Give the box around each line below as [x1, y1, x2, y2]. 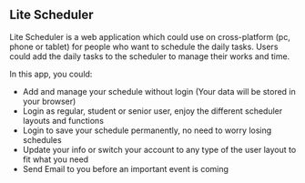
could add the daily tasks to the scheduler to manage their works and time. [9, 50, 290, 62]
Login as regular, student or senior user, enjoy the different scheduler [22, 105, 283, 117]
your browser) [22, 96, 76, 107]
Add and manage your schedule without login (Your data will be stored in [22, 86, 296, 97]
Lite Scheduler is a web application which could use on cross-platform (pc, [9, 31, 291, 42]
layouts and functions [22, 115, 105, 126]
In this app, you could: [9, 68, 93, 79]
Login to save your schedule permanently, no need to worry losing [22, 125, 272, 136]
